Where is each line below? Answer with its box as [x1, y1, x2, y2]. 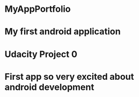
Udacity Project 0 [4, 48, 77, 60]
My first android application [4, 26, 121, 37]
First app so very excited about [4, 71, 134, 82]
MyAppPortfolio [4, 3, 71, 15]
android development [4, 81, 95, 93]
